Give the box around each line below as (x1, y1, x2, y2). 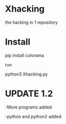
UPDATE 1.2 (5, 88, 53, 99)
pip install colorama (5, 52, 45, 58)
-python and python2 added (5, 113, 62, 119)
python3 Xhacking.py (5, 71, 48, 77)
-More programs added (5, 104, 52, 110)
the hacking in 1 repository (5, 19, 58, 25)
